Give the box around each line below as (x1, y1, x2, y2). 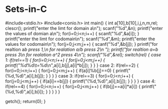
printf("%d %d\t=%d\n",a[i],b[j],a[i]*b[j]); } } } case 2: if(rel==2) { (5, 62, 139, 68)
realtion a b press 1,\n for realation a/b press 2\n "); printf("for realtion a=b (5, 46, 158, 52)
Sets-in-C (5, 3, 47, 15)
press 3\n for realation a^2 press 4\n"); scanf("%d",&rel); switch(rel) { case (5, 51, 161, 58)
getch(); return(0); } (5, 98, 46, 104)
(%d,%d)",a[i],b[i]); (5, 89, 45, 95)
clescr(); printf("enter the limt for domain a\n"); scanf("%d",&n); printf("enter (5, 25, 163, 31)
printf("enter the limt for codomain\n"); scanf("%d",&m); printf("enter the (5, 36, 155, 42)
